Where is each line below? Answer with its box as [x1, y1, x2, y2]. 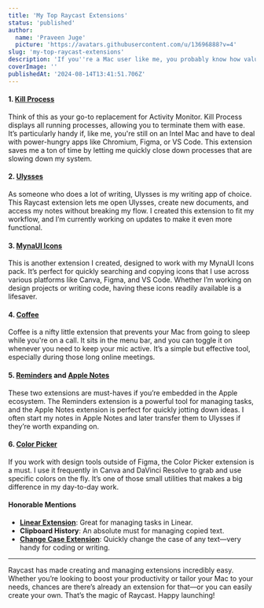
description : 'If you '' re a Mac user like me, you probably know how [8, 56, 241, 64]
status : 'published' [8, 19, 76, 27]
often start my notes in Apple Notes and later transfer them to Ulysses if [8, 413, 241, 422]
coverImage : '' [8, 63, 58, 71]
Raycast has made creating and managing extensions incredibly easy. [8, 565, 234, 575]
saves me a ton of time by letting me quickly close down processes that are [8, 145, 253, 154]
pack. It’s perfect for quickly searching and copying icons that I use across [8, 267, 250, 276]
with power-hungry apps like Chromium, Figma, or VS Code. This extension [8, 137, 253, 146]
